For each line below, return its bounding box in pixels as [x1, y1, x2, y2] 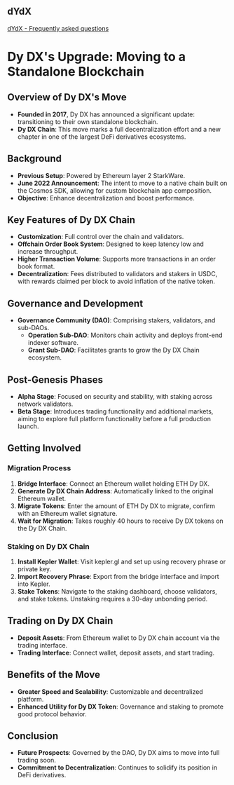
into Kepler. [17, 580, 50, 588]
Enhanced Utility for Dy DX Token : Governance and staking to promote [17, 702, 224, 711]
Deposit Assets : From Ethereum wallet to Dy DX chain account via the [17, 634, 221, 642]
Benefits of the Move [7, 669, 100, 681]
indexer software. [27, 339, 79, 347]
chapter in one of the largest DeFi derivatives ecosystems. [17, 132, 186, 141]
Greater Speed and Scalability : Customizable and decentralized [17, 687, 203, 696]
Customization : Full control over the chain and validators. [17, 233, 184, 241]
